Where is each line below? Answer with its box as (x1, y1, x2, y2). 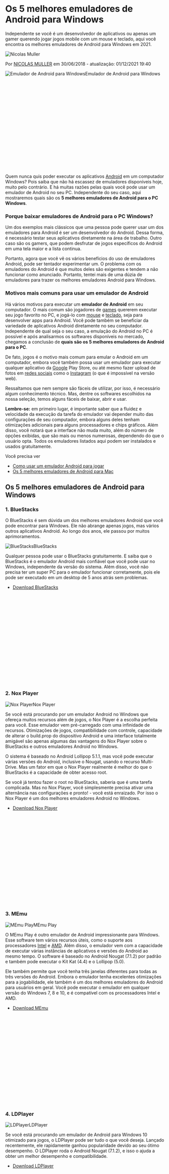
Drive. (5, 764, 18, 770)
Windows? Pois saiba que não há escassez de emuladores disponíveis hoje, (5, 178, 163, 184)
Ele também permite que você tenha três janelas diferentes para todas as (5, 968, 157, 974)
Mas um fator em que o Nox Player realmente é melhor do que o (18, 764, 152, 770)
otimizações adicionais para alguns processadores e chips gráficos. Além (5, 421, 158, 428)
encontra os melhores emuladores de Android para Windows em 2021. (5, 41, 152, 47)
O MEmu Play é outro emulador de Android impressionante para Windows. (5, 931, 160, 937)
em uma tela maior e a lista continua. (5, 246, 82, 252)
